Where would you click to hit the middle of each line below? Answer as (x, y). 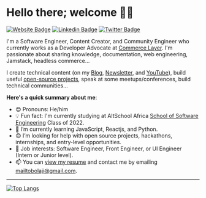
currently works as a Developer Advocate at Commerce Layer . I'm (90, 48)
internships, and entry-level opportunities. (68, 142)
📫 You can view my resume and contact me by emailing (86, 162)
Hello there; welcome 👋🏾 (70, 13)
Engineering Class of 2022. (50, 122)
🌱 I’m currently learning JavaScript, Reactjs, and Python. (86, 129)
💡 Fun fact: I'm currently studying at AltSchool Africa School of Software (107, 116)
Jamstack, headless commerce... (48, 61)
